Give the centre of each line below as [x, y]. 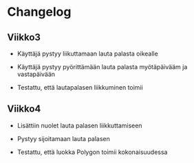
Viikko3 [24, 37]
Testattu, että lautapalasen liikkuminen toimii [80, 87]
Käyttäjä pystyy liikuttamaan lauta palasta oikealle [87, 53]
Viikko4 [24, 109]
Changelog [39, 12]
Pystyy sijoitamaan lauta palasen [63, 138]
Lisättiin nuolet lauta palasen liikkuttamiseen [79, 125]
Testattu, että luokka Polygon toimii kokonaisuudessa [92, 152]
